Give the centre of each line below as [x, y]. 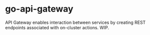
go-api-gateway [39, 9]
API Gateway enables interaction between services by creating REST [75, 22]
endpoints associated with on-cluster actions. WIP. [57, 27]
